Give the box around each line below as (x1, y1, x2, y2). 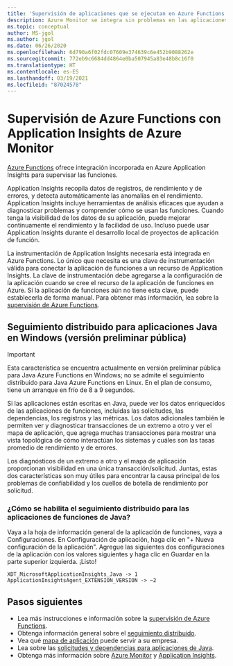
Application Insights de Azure (7, 126, 182, 142)
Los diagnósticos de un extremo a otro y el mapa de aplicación (7, 457, 187, 465)
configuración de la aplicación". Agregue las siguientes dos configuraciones (7, 543, 225, 552)
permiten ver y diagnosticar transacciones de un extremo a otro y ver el (7, 421, 212, 429)
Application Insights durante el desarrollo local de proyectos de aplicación (7, 228, 219, 237)
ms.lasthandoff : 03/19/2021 (7, 74, 89, 82)
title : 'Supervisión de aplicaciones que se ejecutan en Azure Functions (7, 10, 225, 17)
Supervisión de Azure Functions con (7, 111, 221, 127)
